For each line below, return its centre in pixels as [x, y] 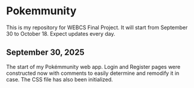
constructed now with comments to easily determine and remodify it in [93, 73]
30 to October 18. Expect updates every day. [61, 33]
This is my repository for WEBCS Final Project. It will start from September [97, 27]
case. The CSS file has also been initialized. [60, 79]
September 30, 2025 [46, 53]
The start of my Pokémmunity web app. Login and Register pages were [93, 67]
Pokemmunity [41, 11]
